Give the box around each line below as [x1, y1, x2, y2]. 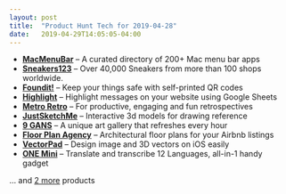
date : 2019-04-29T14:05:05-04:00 [9, 29, 142, 38]
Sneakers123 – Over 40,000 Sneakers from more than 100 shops [21, 63, 262, 74]
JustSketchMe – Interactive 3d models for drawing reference [21, 110, 248, 121]
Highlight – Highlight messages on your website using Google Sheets [21, 92, 278, 102]
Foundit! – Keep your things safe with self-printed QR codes [21, 82, 243, 93]
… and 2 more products [9, 175, 95, 186]
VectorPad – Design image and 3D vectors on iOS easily [21, 139, 230, 150]
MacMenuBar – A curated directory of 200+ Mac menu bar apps [21, 54, 260, 65]
